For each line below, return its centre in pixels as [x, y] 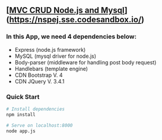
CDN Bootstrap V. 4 [39, 75]
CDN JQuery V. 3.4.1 [39, 81]
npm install [21, 114]
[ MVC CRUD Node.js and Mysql [65, 10]
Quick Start [23, 97]
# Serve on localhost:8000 [39, 125]
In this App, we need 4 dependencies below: [72, 37]
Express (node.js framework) [50, 49]
